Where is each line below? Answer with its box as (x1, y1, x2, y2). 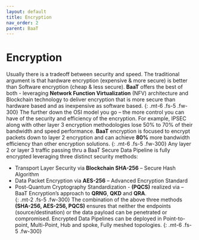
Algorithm (14, 171, 39, 178)
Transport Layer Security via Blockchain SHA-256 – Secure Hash (14, 164, 176, 172)
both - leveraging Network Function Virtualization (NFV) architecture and (6, 90, 189, 97)
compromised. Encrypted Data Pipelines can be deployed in (14, 215, 162, 222)
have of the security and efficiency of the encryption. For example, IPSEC (6, 115, 186, 122)
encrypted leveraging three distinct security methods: (6, 153, 138, 160)
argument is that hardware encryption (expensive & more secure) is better (6, 77, 188, 84)
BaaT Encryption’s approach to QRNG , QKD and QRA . (14, 190, 147, 197)
